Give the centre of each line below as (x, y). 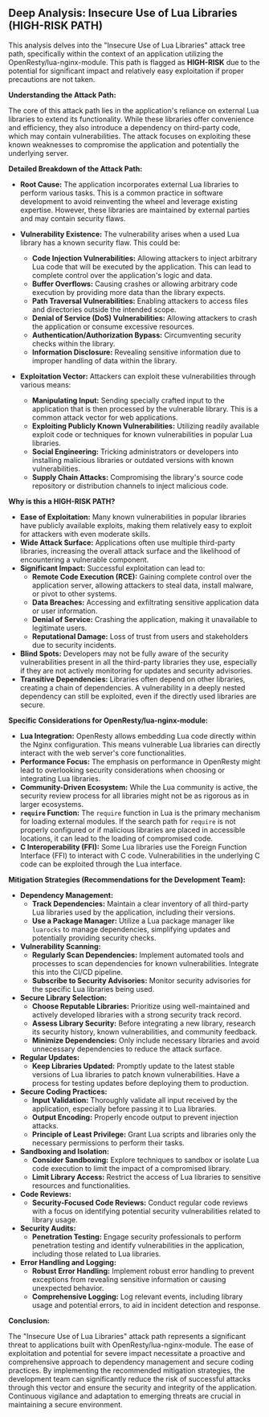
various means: (45, 384)
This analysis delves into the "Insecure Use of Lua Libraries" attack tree (127, 45)
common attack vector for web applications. (105, 417)
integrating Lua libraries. (60, 778)
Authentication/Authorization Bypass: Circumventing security (137, 335)
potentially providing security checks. (94, 938)
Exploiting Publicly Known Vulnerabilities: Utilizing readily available (145, 426)
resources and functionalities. (81, 1186)
